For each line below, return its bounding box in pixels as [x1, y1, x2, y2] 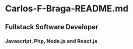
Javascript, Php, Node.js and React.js [5, 38, 98, 45]
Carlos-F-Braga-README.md [5, 3, 129, 14]
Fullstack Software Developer [5, 23, 98, 31]
